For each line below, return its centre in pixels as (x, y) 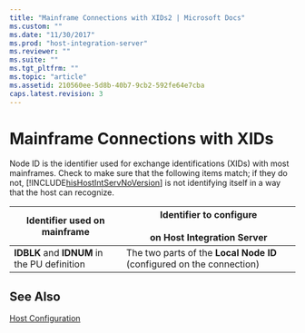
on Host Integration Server (208, 238)
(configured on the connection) (193, 264)
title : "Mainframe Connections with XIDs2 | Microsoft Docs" (128, 18)
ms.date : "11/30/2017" (52, 34)
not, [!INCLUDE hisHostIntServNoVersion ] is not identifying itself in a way (145, 183)
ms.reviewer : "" (40, 52)
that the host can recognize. (62, 192)
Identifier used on (65, 220)
